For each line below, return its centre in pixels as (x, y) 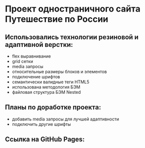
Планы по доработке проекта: (53, 107)
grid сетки (22, 61)
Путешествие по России (57, 19)
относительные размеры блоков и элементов (59, 72)
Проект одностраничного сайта (73, 9)
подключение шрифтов (36, 77)
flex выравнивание (31, 56)
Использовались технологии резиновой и (72, 37)
